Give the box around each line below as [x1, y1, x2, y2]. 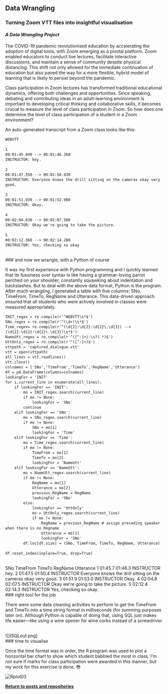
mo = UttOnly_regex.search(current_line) [32, 510, 120, 515]
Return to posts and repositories [5, 683, 74, 689]
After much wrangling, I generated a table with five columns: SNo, [5, 288, 141, 294]
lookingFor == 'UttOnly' [32, 505, 84, 510]
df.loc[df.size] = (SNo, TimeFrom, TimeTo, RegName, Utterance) [23, 541, 160, 546]
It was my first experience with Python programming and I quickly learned [5, 266, 158, 272]
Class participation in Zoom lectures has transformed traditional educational [5, 85, 162, 91]
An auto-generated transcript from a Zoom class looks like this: [5, 126, 136, 132]
